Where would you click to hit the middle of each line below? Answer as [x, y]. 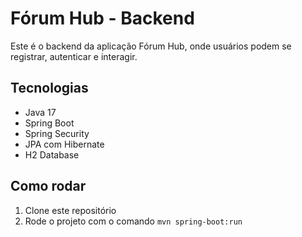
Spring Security [57, 133]
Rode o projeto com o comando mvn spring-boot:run [133, 221]
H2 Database [52, 154]
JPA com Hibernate [64, 144]
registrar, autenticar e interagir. [74, 56]
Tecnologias [49, 88]
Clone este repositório [70, 210]
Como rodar [48, 186]
